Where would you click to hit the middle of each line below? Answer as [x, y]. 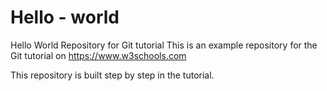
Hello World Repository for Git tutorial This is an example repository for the [164, 45]
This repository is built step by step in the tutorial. [112, 75]
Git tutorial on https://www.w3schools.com [98, 55]
